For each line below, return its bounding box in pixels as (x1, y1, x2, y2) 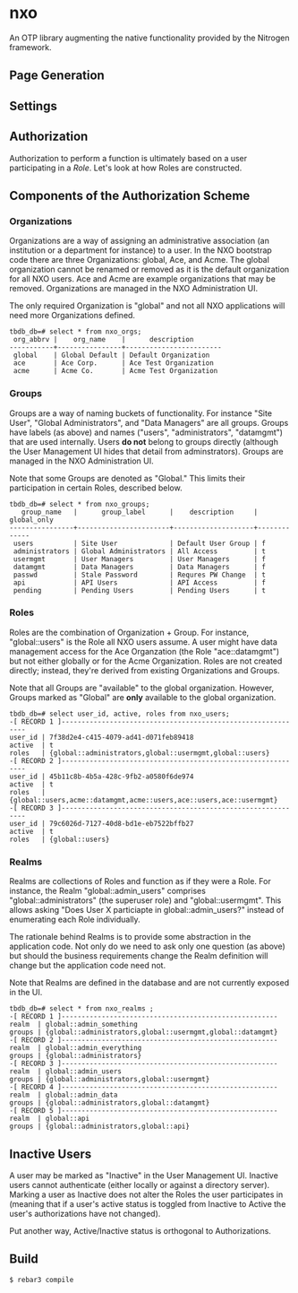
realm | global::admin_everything (9, 1044, 142, 1053)
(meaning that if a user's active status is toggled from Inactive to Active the (9, 1198, 286, 1209)
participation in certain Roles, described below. (9, 482, 183, 493)
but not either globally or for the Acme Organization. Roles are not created (9, 655, 283, 666)
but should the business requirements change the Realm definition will (9, 950, 268, 961)
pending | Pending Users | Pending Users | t (13, 586, 267, 594)
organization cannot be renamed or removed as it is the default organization (9, 264, 290, 275)
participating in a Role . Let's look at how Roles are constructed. (9, 162, 243, 173)
